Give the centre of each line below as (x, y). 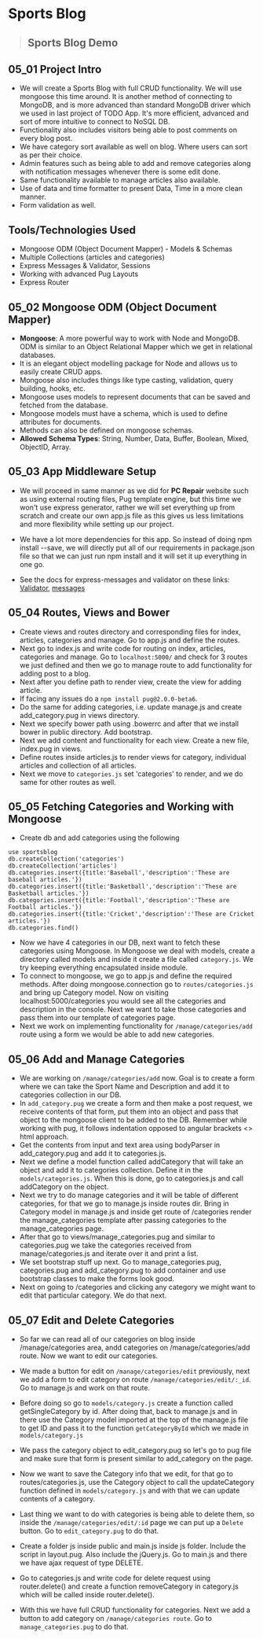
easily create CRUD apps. (61, 372)
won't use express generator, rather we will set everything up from (127, 507)
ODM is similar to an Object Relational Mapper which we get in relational (136, 347)
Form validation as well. (58, 205)
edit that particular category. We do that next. (93, 1295)
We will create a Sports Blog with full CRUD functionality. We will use (130, 88)
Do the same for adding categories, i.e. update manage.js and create (130, 707)
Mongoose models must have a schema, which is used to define (123, 414)
